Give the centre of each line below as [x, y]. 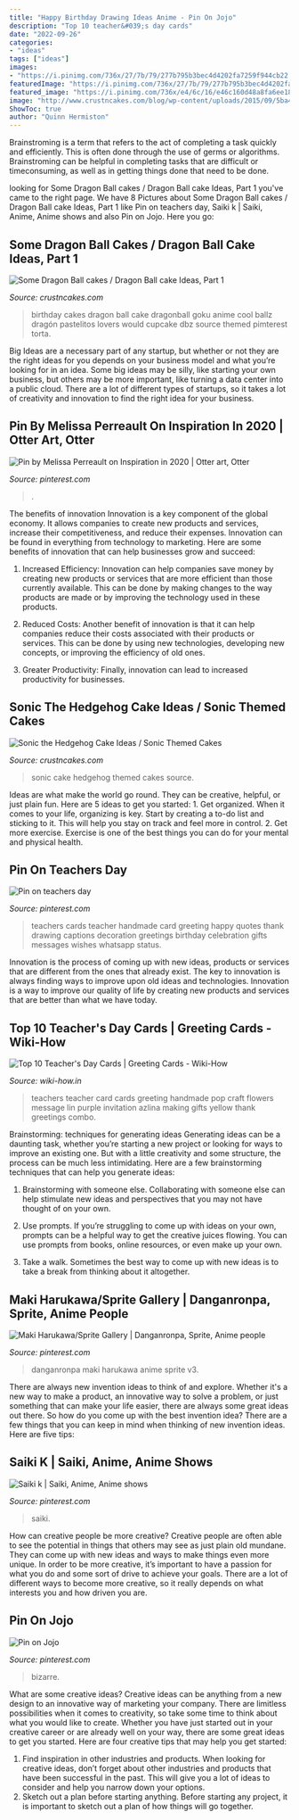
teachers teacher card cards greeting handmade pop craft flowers [152, 1098]
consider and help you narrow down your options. [113, 1787]
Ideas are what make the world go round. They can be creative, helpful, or [145, 794]
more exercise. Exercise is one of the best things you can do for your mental [149, 832]
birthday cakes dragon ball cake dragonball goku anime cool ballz [152, 314]
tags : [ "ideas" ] [39, 59]
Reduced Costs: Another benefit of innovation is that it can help [138, 624]
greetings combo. [63, 1117]
